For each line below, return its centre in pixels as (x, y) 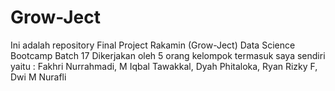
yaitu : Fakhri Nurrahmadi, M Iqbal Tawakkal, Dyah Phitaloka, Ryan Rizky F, (164, 66)
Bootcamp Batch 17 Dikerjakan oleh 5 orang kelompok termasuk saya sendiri (168, 55)
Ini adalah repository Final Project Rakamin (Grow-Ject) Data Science (153, 45)
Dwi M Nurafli (38, 77)
